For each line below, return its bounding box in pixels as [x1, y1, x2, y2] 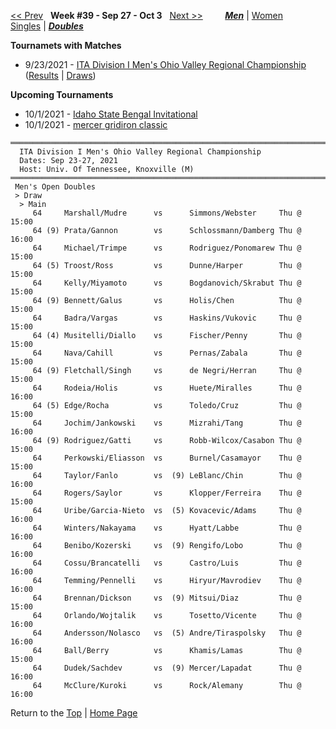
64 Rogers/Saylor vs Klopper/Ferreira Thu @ [32, 488, 302, 498]
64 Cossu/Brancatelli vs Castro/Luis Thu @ [32, 558, 302, 568]
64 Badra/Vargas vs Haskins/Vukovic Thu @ [32, 313, 302, 323]
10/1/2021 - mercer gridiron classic [24, 119, 168, 130]
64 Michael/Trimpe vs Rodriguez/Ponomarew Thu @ [32, 243, 302, 253]
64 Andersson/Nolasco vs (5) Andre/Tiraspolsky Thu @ [32, 628, 302, 638]
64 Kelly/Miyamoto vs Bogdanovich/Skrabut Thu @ [32, 278, 302, 288]
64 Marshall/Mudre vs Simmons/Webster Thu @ [32, 208, 302, 218]
